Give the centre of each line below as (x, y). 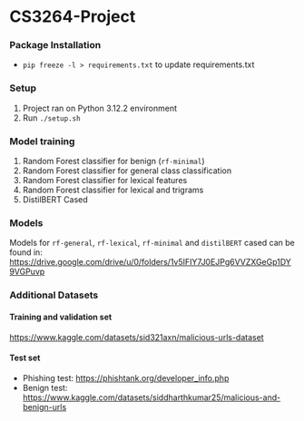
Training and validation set (61, 317)
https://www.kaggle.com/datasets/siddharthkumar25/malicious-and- (152, 397)
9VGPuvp (27, 272)
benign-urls (44, 406)
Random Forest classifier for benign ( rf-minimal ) (113, 162)
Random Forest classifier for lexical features (105, 181)
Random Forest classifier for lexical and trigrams (113, 190)
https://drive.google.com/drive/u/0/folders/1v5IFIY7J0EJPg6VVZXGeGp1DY (151, 262)
